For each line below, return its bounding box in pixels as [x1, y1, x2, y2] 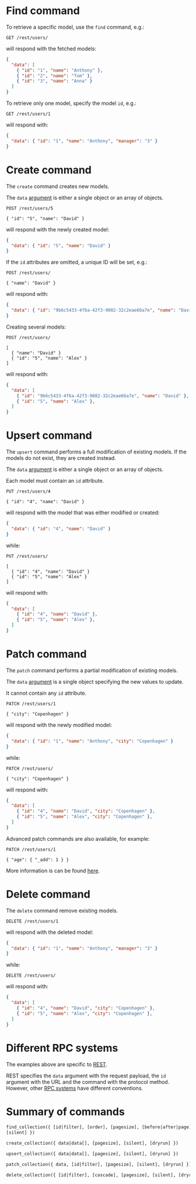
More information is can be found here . [6, 867, 100, 874]
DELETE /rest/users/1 [6, 918, 59, 924]
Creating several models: [6, 323, 66, 330]
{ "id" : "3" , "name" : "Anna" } [16, 78, 93, 84]
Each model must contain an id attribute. [6, 477, 104, 484]
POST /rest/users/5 [6, 205, 54, 211]
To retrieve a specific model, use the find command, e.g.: [6, 23, 145, 30]
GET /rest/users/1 [6, 111, 51, 117]
